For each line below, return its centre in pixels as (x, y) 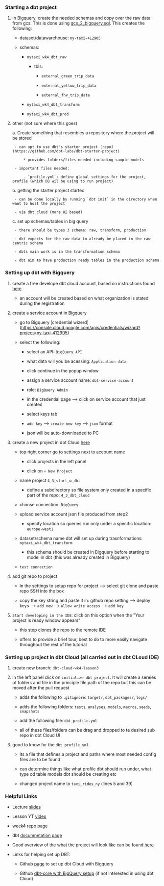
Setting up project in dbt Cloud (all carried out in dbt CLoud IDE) (82, 657)
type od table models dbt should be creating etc (68, 774)
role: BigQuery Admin (47, 390)
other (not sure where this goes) (45, 123)
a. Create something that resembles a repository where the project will (83, 133)
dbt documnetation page (37, 836)
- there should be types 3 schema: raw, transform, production (80, 230)
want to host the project (38, 204)
